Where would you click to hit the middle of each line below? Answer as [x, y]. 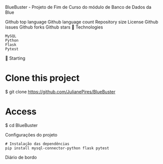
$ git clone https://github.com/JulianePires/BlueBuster [60, 92]
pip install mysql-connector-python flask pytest [57, 148]
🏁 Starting [15, 58]
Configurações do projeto [31, 134]
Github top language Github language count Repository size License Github [82, 22]
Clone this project [42, 78]
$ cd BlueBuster [21, 125]
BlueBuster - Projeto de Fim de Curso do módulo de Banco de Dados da [78, 7]
